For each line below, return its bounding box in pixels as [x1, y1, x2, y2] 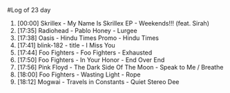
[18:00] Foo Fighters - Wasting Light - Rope [17, 70, 141, 79]
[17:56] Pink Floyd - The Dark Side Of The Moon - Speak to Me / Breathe [17, 63, 224, 71]
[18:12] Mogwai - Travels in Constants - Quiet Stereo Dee [17, 78, 180, 85]
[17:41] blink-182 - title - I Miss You [17, 41, 115, 49]
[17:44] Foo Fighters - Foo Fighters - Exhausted [17, 48, 153, 56]
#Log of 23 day [7, 6, 51, 14]
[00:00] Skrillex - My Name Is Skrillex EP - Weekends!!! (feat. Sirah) [17, 19, 209, 27]
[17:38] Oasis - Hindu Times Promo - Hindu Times [17, 34, 159, 42]
